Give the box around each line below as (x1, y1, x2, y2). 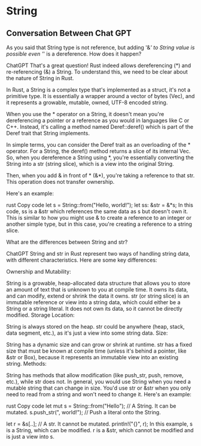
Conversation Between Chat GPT (6, 28, 132, 38)
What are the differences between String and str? (6, 238, 128, 245)
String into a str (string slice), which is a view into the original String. (6, 160, 175, 167)
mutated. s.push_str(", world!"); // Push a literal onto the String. (6, 409, 162, 415)
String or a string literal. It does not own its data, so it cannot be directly (6, 305, 182, 312)
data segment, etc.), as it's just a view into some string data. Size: (6, 329, 168, 336)
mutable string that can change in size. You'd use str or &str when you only (6, 384, 191, 392)
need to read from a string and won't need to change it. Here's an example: (6, 391, 191, 398)
